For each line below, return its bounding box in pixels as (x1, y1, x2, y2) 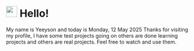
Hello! (19, 7, 49, 20)
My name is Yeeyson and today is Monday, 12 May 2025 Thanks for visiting (6, 26, 189, 33)
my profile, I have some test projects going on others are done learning (6, 32, 178, 39)
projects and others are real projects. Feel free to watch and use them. (6, 38, 177, 45)
